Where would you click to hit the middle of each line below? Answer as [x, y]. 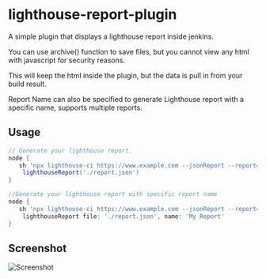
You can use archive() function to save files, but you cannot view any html [129, 51]
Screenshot [38, 248]
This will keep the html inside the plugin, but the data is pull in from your [125, 75]
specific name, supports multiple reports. [75, 107]
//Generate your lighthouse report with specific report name [113, 194]
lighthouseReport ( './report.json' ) [81, 173]
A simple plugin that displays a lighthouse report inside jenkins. [111, 36]
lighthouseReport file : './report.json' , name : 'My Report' [123, 216]
